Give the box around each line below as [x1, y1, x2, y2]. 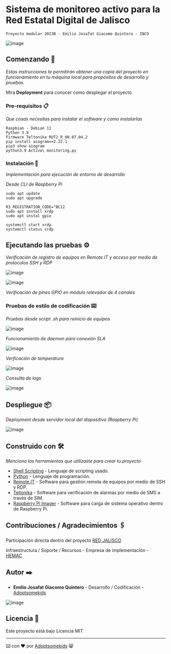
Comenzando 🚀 [6, 55, 55, 64]
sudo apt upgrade [6, 195, 43, 201]
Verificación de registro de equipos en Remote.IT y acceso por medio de [6, 254, 158, 261]
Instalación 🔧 [6, 160, 39, 167]
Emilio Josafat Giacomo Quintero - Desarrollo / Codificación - [13, 584, 144, 590]
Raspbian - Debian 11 [6, 126, 52, 131]
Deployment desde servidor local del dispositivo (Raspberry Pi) [6, 417, 139, 423]
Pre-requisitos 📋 [6, 102, 49, 109]
